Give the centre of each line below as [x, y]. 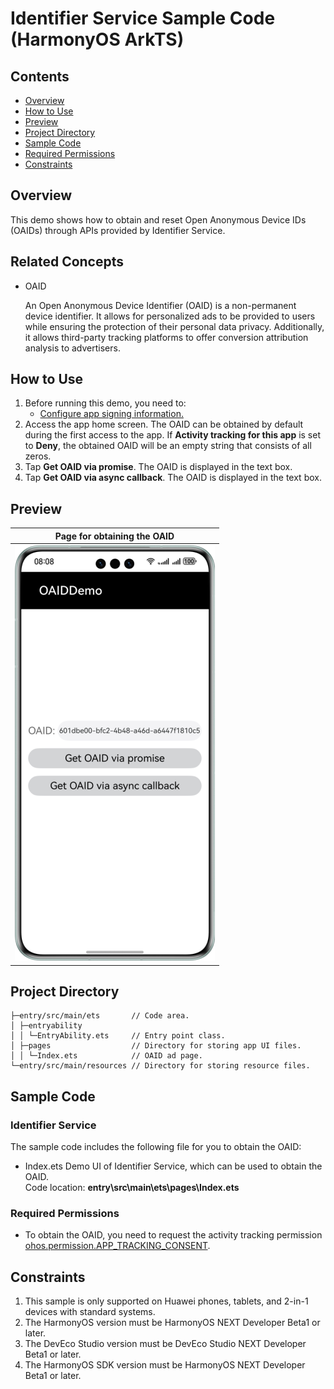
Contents [40, 76]
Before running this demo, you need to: [105, 403]
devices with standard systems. [90, 1312]
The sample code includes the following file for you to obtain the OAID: [156, 1146]
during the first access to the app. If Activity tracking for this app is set [173, 435]
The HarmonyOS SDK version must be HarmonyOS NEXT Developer [165, 1365]
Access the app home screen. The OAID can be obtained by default [164, 424]
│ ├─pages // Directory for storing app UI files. [156, 1046]
